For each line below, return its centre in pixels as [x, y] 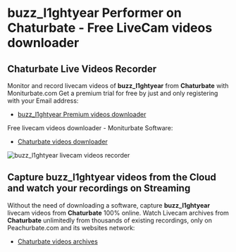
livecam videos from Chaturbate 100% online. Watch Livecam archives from [118, 213]
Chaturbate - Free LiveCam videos [110, 28]
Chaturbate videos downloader [62, 141]
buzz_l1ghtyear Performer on [94, 13]
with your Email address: [43, 101]
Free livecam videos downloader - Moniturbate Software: [90, 128]
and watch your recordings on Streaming [99, 188]
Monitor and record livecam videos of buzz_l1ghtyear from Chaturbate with [118, 86]
